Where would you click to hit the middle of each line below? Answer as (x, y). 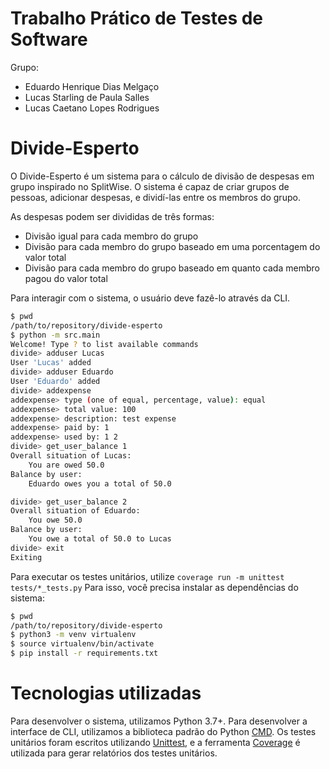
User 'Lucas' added (51, 363)
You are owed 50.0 (66, 465)
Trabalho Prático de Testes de (137, 18)
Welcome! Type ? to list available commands (104, 344)
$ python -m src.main (55, 335)
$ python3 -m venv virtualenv (73, 635)
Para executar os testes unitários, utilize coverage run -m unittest (147, 576)
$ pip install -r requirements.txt (84, 653)
